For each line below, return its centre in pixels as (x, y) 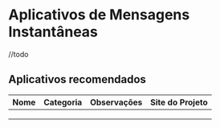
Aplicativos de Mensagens (99, 15)
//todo (18, 54)
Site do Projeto (179, 102)
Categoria (63, 102)
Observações (116, 102)
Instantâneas (53, 32)
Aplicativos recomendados (77, 79)
